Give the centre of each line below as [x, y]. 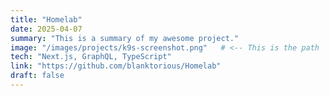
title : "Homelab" [46, 19]
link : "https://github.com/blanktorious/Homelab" [116, 66]
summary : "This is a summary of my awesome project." [125, 38]
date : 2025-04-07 [46, 29]
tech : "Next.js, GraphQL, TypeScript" [91, 57]
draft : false [37, 76]
